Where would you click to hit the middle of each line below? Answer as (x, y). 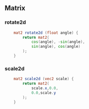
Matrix (15, 8)
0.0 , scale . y (44, 93)
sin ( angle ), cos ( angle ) (56, 47)
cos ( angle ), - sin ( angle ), (58, 42)
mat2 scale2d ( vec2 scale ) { (44, 79)
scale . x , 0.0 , (44, 88)
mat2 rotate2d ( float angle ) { (46, 33)
